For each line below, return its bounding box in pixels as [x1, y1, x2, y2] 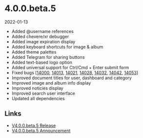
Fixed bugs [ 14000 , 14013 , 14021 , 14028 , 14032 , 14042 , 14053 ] [11, 69, 139, 75]
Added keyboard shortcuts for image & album [11, 44, 103, 50]
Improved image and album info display [11, 80, 91, 86]
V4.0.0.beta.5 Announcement [11, 127, 71, 134]
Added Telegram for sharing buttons [11, 54, 85, 60]
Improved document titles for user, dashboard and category [11, 75, 132, 81]
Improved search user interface [11, 90, 75, 96]
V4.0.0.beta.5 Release [11, 122, 56, 128]
